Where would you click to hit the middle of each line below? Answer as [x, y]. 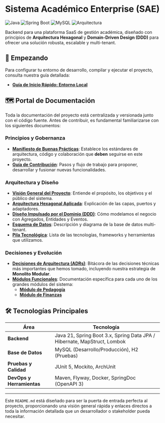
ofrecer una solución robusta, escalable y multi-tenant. [61, 42]
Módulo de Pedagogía [42, 290]
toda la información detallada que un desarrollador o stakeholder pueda [78, 411]
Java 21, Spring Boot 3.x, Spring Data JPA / [105, 336]
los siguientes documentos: [33, 125]
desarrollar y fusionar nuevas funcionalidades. [59, 169]
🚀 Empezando [27, 58]
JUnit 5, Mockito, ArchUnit [85, 367]
